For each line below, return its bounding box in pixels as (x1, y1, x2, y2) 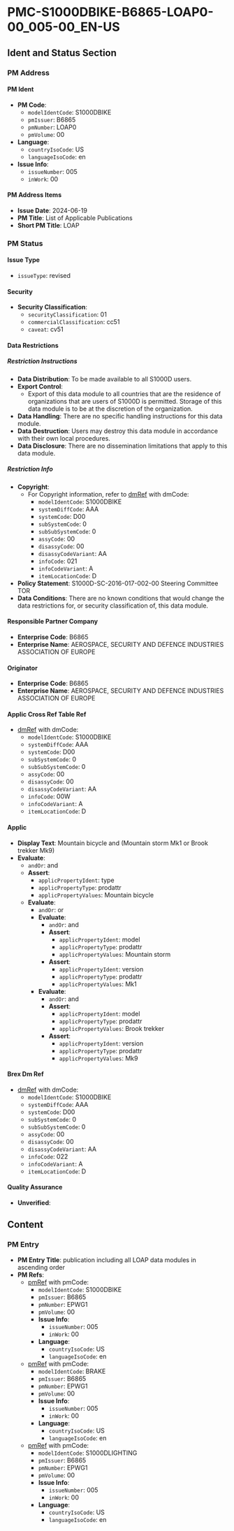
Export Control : (17, 382, 63, 390)
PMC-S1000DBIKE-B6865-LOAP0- (7, 4, 214, 20)
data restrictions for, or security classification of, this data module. (17, 601, 208, 610)
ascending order (17, 1263, 65, 1271)
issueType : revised (17, 272, 71, 280)
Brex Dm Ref (7, 1070, 44, 1078)
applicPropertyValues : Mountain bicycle (38, 891, 154, 899)
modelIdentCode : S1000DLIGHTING (38, 1449, 138, 1457)
